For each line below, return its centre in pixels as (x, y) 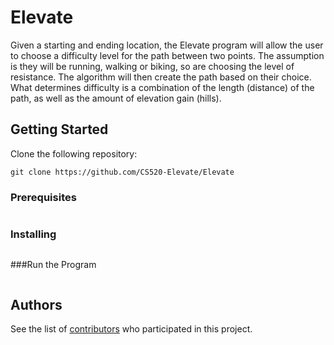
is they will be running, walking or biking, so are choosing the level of (152, 66)
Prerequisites (43, 197)
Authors (36, 304)
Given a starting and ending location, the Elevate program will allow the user (167, 45)
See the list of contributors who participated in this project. (131, 329)
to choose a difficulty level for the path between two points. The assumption (167, 55)
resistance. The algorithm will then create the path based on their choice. (161, 77)
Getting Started (59, 129)
